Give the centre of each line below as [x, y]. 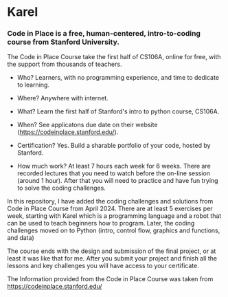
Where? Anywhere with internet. [62, 98]
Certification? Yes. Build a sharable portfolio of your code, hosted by [114, 146]
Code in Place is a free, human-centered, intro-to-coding [104, 34]
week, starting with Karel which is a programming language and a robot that [114, 216]
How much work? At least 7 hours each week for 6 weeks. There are [114, 166]
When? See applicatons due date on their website [87, 125]
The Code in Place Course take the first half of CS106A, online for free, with [114, 57]
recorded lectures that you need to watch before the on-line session [114, 173]
